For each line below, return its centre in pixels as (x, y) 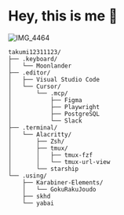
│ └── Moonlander (40, 66)
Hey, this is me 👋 (63, 16)
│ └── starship (44, 169)
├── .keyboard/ (33, 59)
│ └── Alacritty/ (40, 134)
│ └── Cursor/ (35, 86)
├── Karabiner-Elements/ (63, 182)
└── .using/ (27, 176)
